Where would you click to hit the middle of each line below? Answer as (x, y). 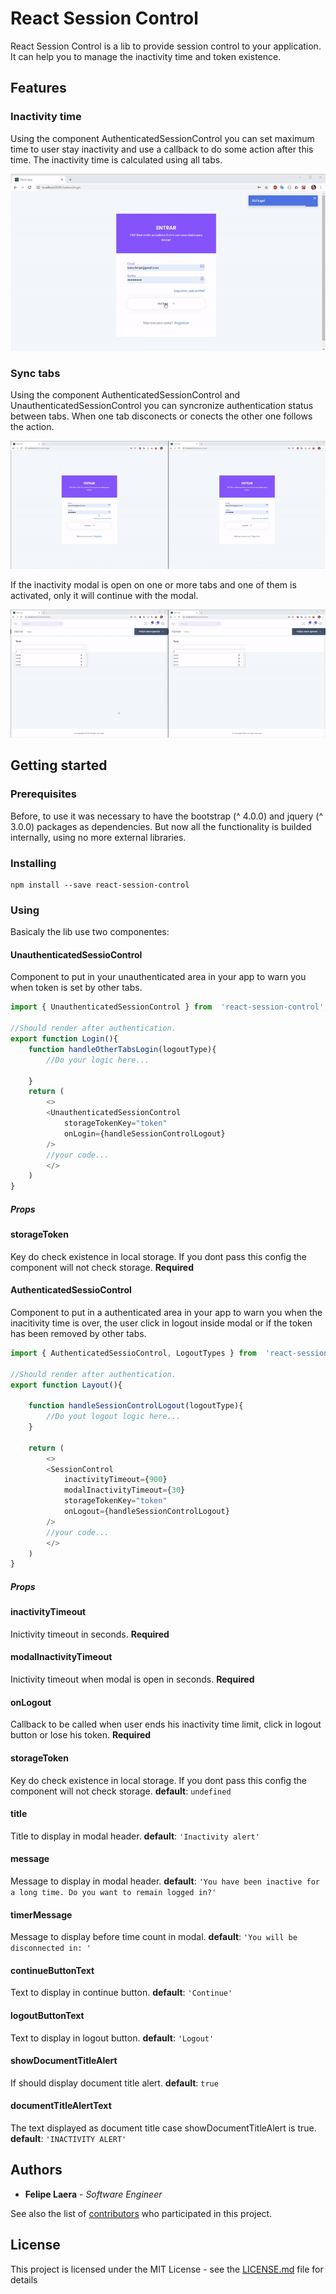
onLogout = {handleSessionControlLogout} (146, 1512)
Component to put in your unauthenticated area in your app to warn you (158, 977)
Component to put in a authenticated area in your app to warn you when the (166, 1312)
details (24, 2279)
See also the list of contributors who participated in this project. (141, 2213)
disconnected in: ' (51, 1948)
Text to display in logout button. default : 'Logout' (112, 2038)
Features (38, 88)
